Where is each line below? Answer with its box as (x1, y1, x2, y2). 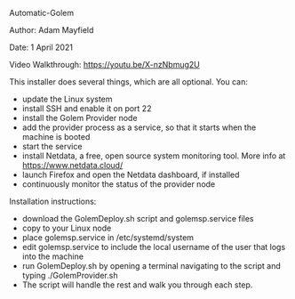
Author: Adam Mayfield (9, 25, 94, 35)
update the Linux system (21, 93, 113, 104)
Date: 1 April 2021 (9, 42, 74, 53)
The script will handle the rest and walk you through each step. (21, 279, 253, 290)
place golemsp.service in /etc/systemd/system (21, 232, 194, 243)
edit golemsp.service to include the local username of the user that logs (21, 242, 286, 252)
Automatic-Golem (9, 8, 74, 18)
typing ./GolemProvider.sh (21, 271, 118, 280)
